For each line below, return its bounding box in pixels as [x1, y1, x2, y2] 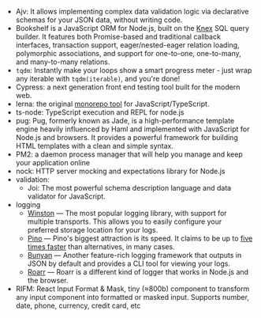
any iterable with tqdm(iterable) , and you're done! [15, 74, 181, 83]
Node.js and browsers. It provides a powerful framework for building [15, 133, 238, 142]
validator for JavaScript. [27, 191, 106, 201]
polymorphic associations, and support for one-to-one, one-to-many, [15, 49, 242, 58]
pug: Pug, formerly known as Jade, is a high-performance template [15, 116, 235, 125]
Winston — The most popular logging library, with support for [27, 209, 227, 218]
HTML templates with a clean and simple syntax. [15, 142, 174, 150]
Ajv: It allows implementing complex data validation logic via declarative [15, 7, 249, 16]
